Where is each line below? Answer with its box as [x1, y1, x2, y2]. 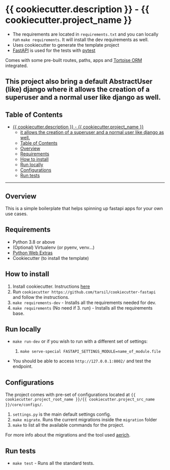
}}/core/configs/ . [5, 401, 43, 408]
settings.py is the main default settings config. [12, 411, 111, 417]
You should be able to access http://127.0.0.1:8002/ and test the [12, 358, 151, 364]
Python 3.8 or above [12, 239, 55, 245]
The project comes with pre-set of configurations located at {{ [5, 392, 136, 398]
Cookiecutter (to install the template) [12, 255, 90, 261]
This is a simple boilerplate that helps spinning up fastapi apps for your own [5, 205, 163, 211]
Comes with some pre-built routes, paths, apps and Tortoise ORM [5, 57, 143, 63]
